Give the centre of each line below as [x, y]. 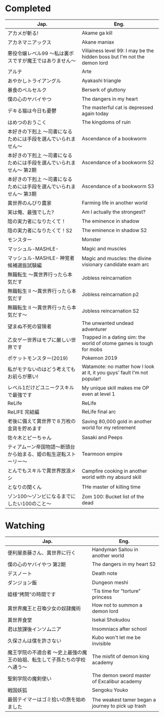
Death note [105, 573]
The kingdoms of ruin [106, 122]
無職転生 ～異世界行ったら [38, 274]
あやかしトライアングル [34, 81]
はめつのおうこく [27, 122]
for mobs [92, 349]
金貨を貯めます [25, 428]
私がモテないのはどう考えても [41, 369]
